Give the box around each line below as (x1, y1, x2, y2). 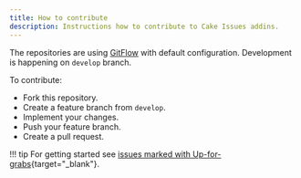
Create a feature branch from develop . (22, 101, 166, 112)
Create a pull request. (22, 131, 105, 141)
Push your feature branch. (22, 120, 121, 132)
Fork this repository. (22, 92, 99, 103)
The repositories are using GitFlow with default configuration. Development (9, 47, 292, 58)
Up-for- (192, 148, 222, 160)
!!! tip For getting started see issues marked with (9, 148, 192, 160)
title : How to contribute (9, 13, 108, 23)
